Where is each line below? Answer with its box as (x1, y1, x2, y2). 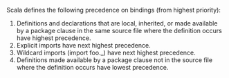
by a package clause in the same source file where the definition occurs (16, 27, 222, 35)
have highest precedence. (16, 34, 91, 42)
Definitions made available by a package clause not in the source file (16, 56, 212, 64)
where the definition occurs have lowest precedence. (16, 64, 169, 71)
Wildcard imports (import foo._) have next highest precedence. (16, 48, 196, 57)
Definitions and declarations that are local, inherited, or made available (16, 19, 218, 27)
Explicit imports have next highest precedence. (16, 41, 151, 49)
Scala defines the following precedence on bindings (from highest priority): (6, 6, 221, 14)
